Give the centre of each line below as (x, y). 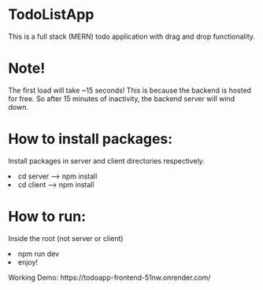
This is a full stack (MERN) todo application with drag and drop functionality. (132, 36)
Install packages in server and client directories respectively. (106, 160)
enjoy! (28, 262)
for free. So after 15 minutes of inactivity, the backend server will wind (122, 98)
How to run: (47, 217)
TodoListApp (51, 15)
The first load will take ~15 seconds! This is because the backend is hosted (130, 90)
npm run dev (39, 254)
